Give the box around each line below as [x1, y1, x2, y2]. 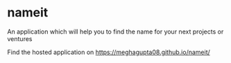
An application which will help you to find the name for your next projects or [7, 27, 224, 36]
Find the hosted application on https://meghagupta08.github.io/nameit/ [7, 48, 210, 56]
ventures [7, 34, 33, 42]
